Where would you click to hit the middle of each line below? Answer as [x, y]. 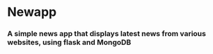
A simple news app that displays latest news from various [107, 34]
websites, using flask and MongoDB [69, 42]
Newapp [32, 12]
